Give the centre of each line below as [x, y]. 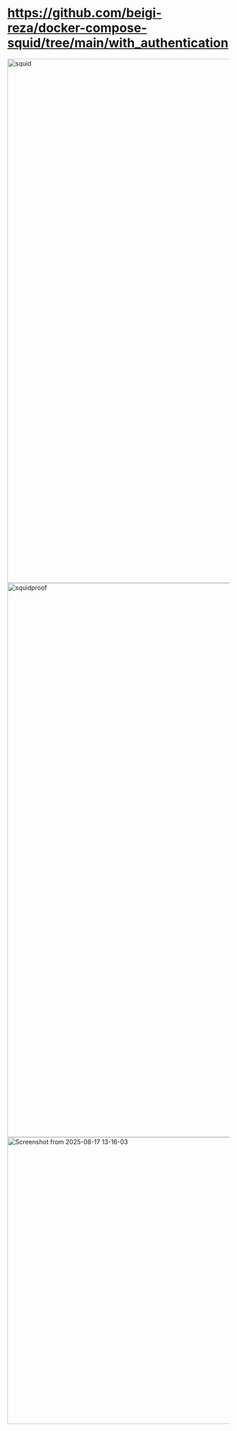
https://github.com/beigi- [85, 13]
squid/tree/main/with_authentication [118, 43]
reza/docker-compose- [77, 28]
